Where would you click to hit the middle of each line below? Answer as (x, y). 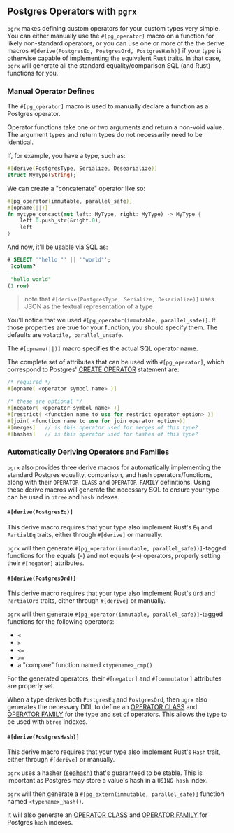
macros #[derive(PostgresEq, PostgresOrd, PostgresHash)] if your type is (115, 50)
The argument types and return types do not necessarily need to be (105, 135)
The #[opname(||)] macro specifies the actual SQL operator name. (103, 348)
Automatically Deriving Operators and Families (88, 452)
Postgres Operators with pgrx (72, 12)
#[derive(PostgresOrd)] (42, 578)
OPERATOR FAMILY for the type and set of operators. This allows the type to (117, 714)
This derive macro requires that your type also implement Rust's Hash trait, (114, 752)
